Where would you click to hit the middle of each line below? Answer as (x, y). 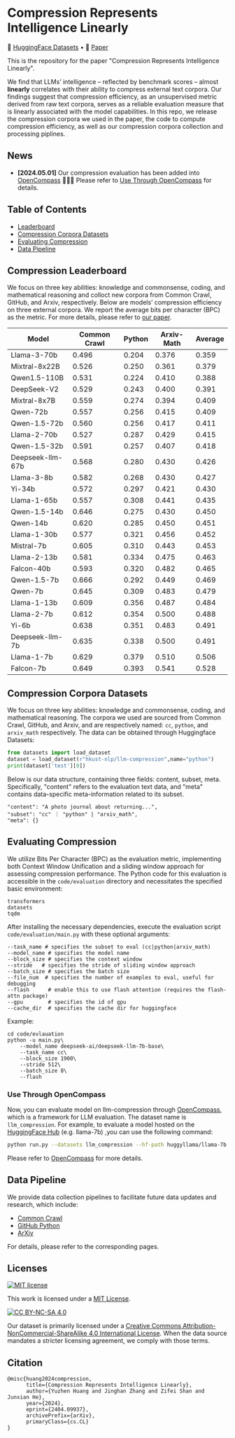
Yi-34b (23, 489)
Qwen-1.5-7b (35, 580)
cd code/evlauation (36, 1034)
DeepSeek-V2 (35, 389)
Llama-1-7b (32, 657)
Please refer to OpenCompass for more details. (75, 1158)
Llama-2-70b (34, 435)
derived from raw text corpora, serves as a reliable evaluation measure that (116, 104)
